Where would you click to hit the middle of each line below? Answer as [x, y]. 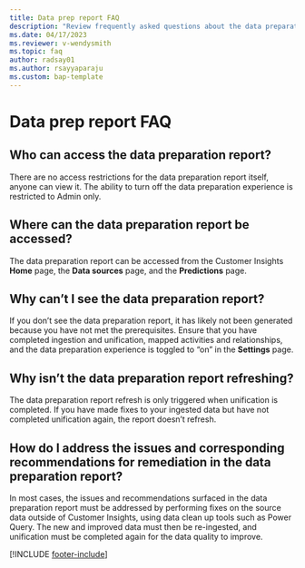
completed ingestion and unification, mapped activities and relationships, [146, 340]
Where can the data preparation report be [129, 225]
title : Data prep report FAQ [64, 18]
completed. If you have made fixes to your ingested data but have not [139, 410]
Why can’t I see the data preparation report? [137, 299]
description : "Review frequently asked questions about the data [135, 26]
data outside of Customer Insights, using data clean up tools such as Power [151, 517]
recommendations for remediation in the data [140, 462]
